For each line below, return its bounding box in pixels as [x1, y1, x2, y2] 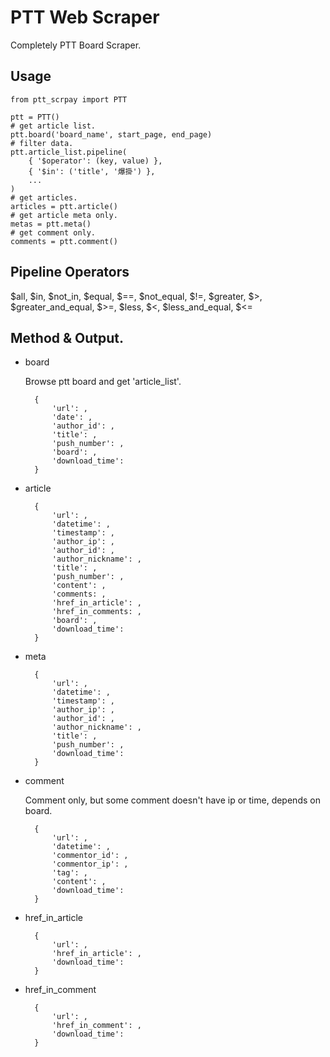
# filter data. [10, 138, 74, 148]
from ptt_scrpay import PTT [10, 94, 128, 105]
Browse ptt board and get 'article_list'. [24, 376, 182, 388]
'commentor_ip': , [51, 859, 129, 870]
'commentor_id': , [51, 851, 129, 861]
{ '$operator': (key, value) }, [28, 156, 163, 166]
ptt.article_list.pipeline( [10, 147, 128, 157]
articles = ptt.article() [10, 201, 118, 211]
